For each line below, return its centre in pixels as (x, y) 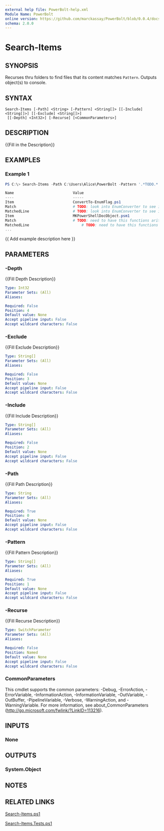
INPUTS (17, 726)
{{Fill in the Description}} (30, 145)
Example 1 (17, 174)
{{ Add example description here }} (40, 239)
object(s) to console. (26, 83)
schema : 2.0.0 (20, 23)
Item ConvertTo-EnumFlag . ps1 (63, 202)
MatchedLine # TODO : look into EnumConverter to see (81, 211)
